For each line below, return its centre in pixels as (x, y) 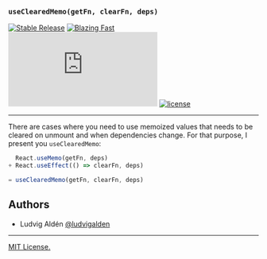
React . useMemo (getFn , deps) (62, 158)
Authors (29, 205)
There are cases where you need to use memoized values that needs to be (131, 127)
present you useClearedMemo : (55, 144)
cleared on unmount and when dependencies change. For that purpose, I (128, 135)
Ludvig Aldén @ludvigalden (65, 224)
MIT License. (29, 246)
